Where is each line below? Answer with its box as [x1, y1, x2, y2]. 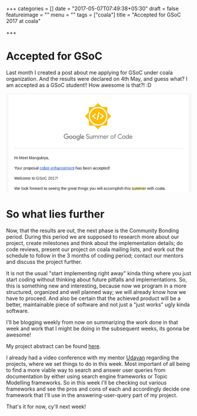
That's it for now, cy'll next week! [6, 403, 86, 410]
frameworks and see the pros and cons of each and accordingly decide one [6, 385, 190, 392]
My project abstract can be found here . [6, 343, 101, 350]
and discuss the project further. [6, 259, 82, 266]
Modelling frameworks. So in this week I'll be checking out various [6, 379, 167, 387]
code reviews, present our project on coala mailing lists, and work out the [6, 246, 184, 253]
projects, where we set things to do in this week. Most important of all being [6, 361, 190, 368]
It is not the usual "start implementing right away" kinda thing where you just [6, 270, 192, 277]
